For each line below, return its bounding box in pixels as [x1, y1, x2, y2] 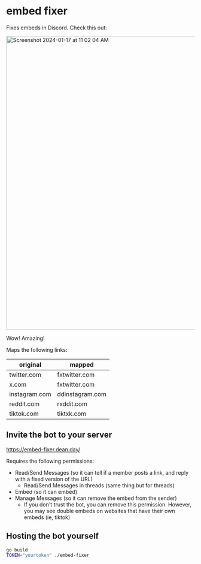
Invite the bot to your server [6, 430, 112, 440]
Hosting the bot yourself [6, 531, 99, 541]
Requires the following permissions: [6, 457, 95, 465]
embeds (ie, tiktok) [23, 514, 71, 521]
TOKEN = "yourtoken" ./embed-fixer [6, 553, 90, 559]
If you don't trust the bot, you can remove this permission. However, [23, 500, 191, 508]
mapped [69, 360, 94, 369]
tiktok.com [9, 409, 39, 418]
